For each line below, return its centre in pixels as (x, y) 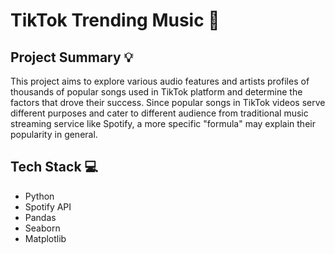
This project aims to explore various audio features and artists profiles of (160, 81)
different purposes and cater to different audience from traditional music (159, 113)
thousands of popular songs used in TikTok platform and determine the (156, 92)
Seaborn (42, 228)
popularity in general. (54, 134)
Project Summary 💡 (72, 57)
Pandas (40, 217)
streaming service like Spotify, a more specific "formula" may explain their (163, 123)
